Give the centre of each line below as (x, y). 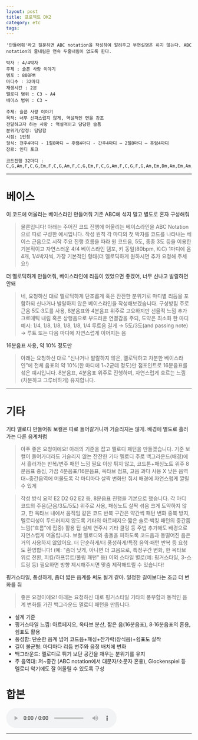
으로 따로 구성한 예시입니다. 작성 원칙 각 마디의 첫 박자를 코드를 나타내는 (103, 234)
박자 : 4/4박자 (22, 63)
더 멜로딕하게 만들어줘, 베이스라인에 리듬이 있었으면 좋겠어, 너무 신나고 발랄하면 (97, 276)
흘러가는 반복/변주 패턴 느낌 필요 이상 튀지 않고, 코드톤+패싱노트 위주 (105, 464)
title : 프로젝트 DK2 (29, 17)
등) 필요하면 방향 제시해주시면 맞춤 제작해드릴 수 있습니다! (98, 565)
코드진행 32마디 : (25, 161)
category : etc (24, 22)
